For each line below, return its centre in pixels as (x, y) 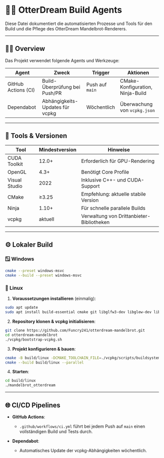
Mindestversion (58, 150)
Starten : (20, 372)
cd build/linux (20, 381)
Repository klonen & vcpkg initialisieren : (54, 321)
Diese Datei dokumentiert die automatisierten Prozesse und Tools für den (79, 23)
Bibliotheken (95, 222)
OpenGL (17, 172)
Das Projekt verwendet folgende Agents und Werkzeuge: (62, 60)
